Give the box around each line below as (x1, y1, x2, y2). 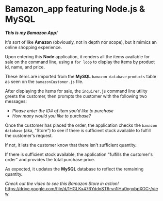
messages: (5, 98, 27, 104)
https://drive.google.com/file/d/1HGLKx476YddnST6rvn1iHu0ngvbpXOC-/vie (5, 185, 158, 191)
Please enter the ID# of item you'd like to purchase (12, 108, 114, 114)
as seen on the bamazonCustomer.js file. (5, 79, 83, 84)
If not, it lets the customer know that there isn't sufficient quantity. (5, 142, 137, 148)
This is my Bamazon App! (5, 30, 58, 35)
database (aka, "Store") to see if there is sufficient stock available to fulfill (5, 127, 151, 133)
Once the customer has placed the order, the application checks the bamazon (5, 122, 158, 128)
